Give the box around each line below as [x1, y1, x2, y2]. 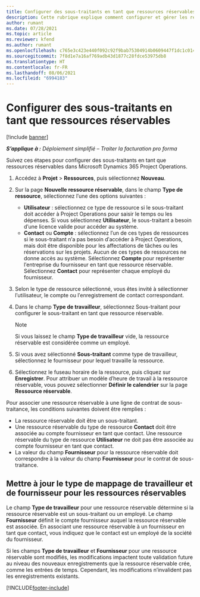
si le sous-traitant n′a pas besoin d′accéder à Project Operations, [23, 236, 183, 243]
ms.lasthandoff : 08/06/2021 [6, 70, 76, 76]
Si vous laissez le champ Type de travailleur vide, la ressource [14, 333, 170, 340]
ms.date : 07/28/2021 [6, 25, 58, 32]
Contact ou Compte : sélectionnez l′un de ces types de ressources [23, 229, 189, 236]
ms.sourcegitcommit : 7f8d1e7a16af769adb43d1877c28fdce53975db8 [6, 53, 167, 59]
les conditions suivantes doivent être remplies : [30, 405, 146, 413]
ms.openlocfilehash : [6, 48, 58, 54]
